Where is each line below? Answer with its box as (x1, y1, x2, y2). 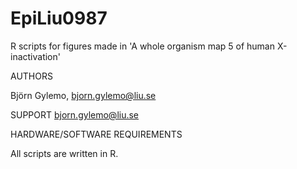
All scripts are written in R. (10, 147, 119, 159)
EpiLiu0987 (10, 7, 108, 30)
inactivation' (10, 50, 61, 62)
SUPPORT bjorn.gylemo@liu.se (10, 108, 140, 121)
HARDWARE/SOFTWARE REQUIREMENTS (10, 128, 183, 140)
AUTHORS (10, 70, 53, 82)
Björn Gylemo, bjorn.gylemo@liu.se (10, 89, 157, 101)
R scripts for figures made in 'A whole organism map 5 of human (10, 40, 275, 52)
